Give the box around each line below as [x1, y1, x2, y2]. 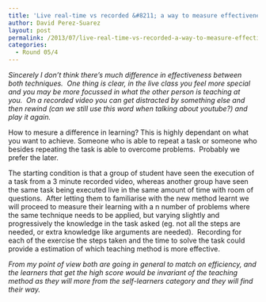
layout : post [8, 26, 51, 34]
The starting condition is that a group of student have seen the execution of [8, 168, 255, 178]
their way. [8, 285, 41, 294]
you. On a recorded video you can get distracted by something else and [8, 96, 245, 105]
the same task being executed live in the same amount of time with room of [8, 185, 254, 194]
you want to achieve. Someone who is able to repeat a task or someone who [8, 136, 257, 145]
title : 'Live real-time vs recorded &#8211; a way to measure [8, 11, 218, 20]
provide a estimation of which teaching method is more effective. [8, 244, 220, 254]
